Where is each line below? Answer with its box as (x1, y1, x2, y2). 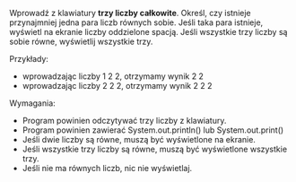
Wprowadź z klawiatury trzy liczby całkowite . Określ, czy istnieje (9, 8, 251, 18)
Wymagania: (9, 98, 56, 108)
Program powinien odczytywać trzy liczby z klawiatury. (22, 116, 227, 126)
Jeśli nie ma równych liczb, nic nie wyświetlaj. (22, 163, 193, 173)
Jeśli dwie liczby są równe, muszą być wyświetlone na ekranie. (22, 134, 256, 144)
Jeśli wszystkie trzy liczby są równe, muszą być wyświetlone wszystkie (22, 143, 288, 154)
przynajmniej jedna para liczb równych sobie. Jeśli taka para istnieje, (9, 17, 264, 28)
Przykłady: (9, 54, 49, 64)
